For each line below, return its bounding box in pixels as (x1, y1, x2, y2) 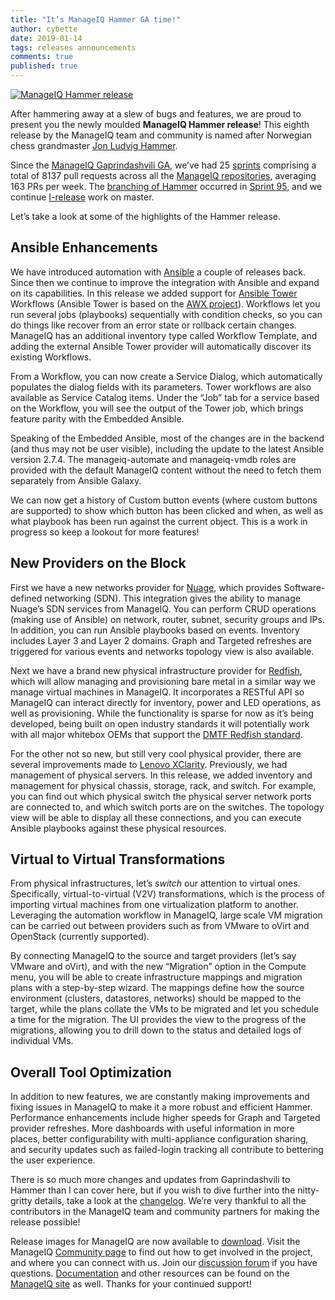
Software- (283, 581, 326, 593)
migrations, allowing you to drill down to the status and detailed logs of (10, 1024, 302, 1036)
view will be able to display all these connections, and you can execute (10, 811, 302, 823)
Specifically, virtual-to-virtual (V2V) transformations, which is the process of (10, 888, 325, 900)
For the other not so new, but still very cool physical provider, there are (10, 747, 302, 760)
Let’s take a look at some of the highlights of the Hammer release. (10, 211, 282, 222)
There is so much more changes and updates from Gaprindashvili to (10, 1174, 291, 1186)
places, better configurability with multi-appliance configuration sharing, (10, 1133, 309, 1145)
